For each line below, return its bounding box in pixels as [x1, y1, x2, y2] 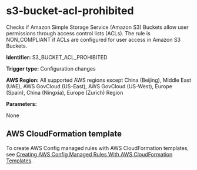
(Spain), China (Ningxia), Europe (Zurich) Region [6, 89, 123, 96]
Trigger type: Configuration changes [6, 65, 96, 72]
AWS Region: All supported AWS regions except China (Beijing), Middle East [6, 76, 192, 84]
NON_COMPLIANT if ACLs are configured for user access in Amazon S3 [6, 36, 181, 43]
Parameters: [6, 100, 37, 107]
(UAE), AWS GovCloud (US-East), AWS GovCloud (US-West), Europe [6, 82, 172, 89]
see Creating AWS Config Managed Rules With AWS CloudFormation [6, 151, 173, 158]
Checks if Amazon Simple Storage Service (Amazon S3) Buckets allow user [6, 24, 189, 31]
